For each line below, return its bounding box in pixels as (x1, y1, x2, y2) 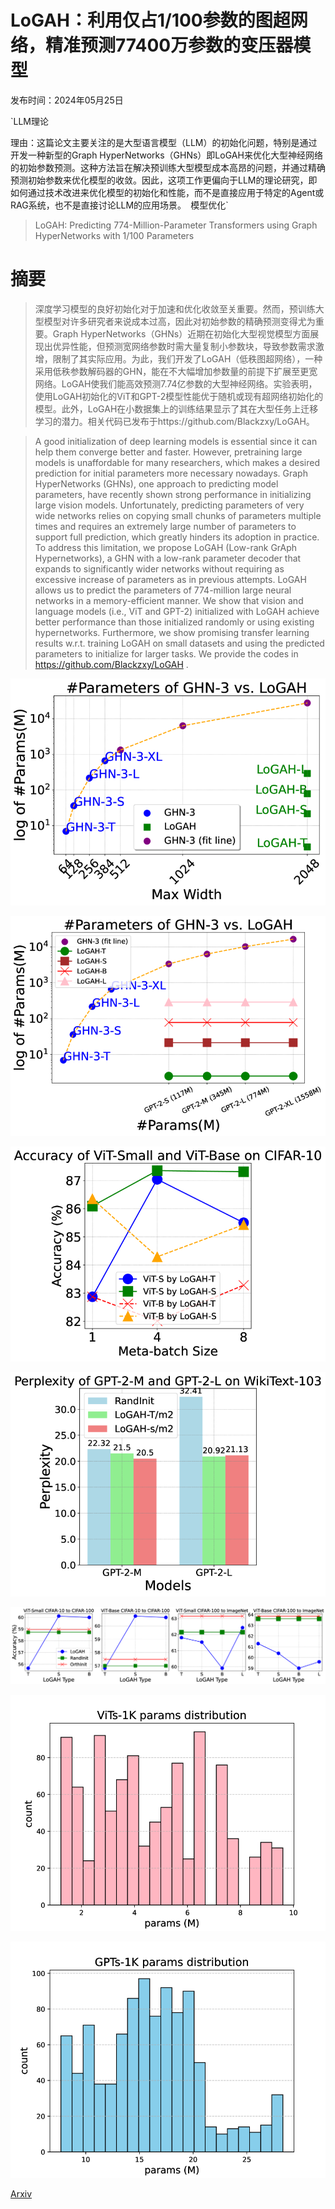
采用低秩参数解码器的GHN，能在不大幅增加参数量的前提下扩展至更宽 (34, 365, 318, 377)
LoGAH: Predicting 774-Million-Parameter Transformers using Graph (34, 219, 318, 231)
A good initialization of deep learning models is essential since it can (34, 435, 318, 447)
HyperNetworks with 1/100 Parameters (34, 229, 195, 241)
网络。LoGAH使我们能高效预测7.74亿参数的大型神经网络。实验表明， (34, 377, 318, 390)
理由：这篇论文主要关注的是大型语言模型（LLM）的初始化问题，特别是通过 (10, 136, 318, 148)
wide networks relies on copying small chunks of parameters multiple (34, 509, 322, 521)
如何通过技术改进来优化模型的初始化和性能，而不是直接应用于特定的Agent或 (10, 186, 325, 198)
